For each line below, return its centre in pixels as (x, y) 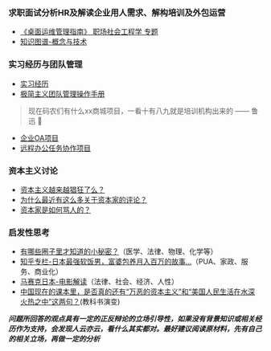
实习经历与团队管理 (45, 64)
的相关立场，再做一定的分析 (54, 339)
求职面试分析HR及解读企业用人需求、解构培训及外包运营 (117, 12)
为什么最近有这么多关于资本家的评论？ (83, 199)
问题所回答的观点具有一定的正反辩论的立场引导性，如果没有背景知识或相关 (131, 319)
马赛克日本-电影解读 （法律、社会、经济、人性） (99, 282)
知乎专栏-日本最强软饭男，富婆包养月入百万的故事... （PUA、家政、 (131, 262)
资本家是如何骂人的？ (55, 210)
